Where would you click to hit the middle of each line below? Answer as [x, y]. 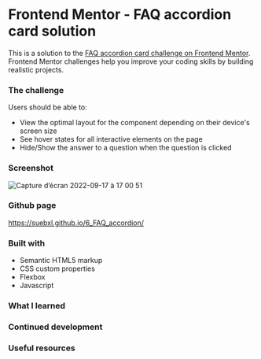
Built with [27, 243]
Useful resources [42, 348]
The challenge [36, 90]
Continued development [55, 327]
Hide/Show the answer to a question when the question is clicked [125, 148]
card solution [52, 31]
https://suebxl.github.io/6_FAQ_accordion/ [76, 223]
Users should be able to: [48, 107]
